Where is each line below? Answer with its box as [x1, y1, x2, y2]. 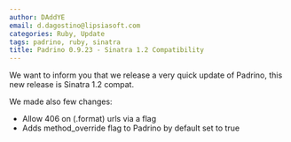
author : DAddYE [9, 12, 66, 22]
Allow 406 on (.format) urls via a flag [21, 114, 157, 124]
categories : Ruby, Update [9, 29, 105, 38]
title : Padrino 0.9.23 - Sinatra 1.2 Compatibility [9, 46, 204, 55]
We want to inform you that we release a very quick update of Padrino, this [9, 70, 283, 80]
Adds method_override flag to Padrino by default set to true [21, 123, 240, 133]
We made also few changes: [9, 96, 113, 107]
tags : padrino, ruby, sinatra [9, 37, 122, 47]
